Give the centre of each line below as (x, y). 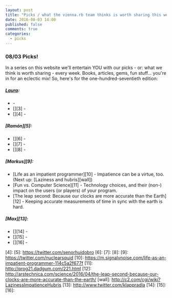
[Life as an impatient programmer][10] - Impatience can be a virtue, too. (89, 174)
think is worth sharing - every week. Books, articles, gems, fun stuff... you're (86, 73)
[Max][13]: (17, 219)
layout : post (19, 10)
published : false (24, 24)
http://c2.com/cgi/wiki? (136, 280)
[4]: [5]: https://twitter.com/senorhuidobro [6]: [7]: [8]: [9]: (67, 252)
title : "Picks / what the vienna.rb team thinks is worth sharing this (83, 15)
